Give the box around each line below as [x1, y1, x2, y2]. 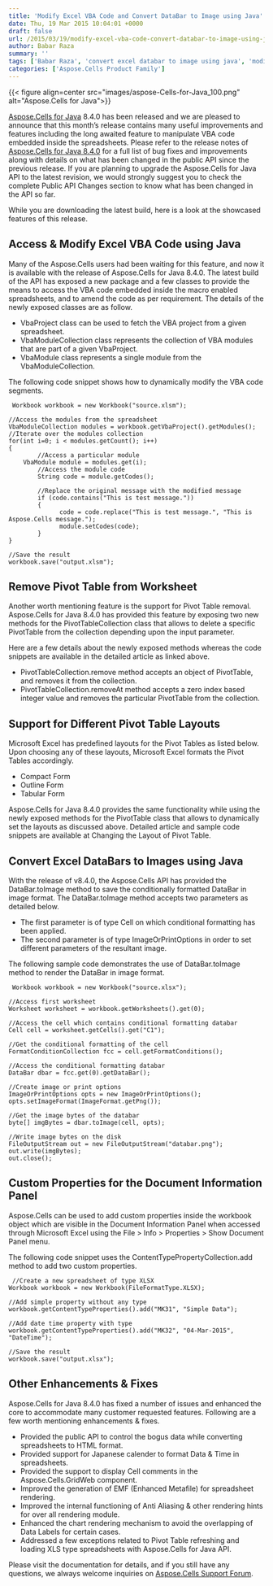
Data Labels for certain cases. [19, 1527, 121, 1536]
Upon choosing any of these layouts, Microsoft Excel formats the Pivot [8, 747, 245, 757]
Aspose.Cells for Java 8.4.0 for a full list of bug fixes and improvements [8, 146, 248, 155]
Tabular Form [19, 789, 65, 799]
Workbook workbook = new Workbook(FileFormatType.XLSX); [8, 1283, 206, 1292]
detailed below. [8, 902, 59, 911]
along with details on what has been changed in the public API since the [8, 155, 249, 164]
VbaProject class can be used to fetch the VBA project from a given [19, 318, 247, 328]
